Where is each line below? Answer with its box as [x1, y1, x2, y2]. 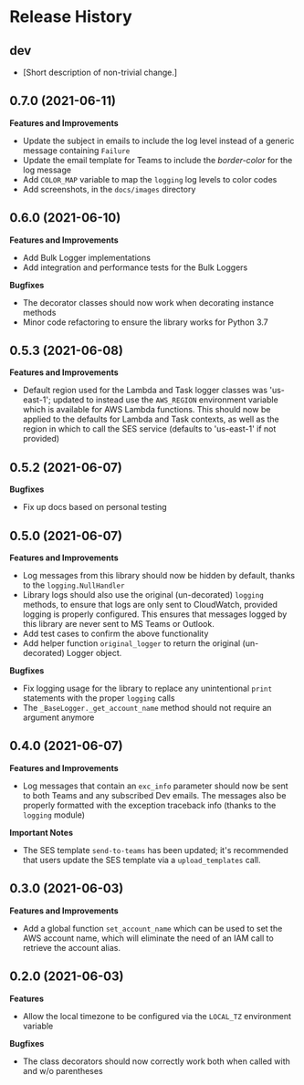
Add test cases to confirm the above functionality [22, 628, 209, 640]
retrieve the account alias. [22, 942, 121, 953]
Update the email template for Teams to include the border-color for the [22, 154, 293, 165]
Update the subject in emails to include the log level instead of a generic [22, 135, 295, 146]
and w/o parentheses [22, 1065, 103, 1076]
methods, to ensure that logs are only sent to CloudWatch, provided [22, 600, 278, 610]
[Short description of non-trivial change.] [22, 67, 178, 78]
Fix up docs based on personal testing [22, 502, 167, 513]
